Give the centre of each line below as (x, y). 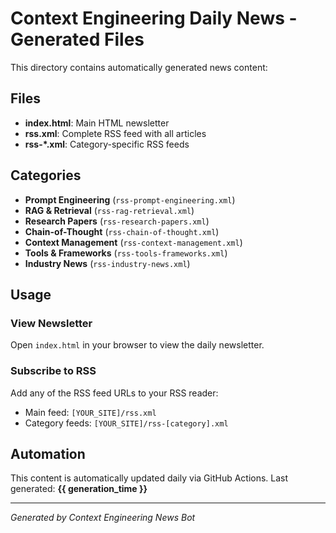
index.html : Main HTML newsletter (97, 123)
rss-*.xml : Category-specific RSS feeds (107, 144)
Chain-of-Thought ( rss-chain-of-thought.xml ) (122, 231)
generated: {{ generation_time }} (79, 489)
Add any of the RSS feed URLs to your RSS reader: (114, 393)
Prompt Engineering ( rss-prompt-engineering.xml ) (130, 199)
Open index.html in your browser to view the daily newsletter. (137, 345)
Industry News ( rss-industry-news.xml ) (107, 263)
